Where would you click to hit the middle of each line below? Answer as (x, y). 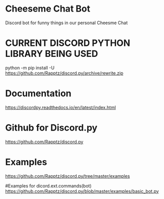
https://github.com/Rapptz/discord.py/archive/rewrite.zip (64, 73)
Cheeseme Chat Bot (48, 9)
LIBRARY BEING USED (52, 54)
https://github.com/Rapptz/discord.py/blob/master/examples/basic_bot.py (82, 191)
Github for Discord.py (51, 128)
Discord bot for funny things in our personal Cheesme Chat (66, 23)
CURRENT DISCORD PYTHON (68, 43)
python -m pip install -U (30, 68)
